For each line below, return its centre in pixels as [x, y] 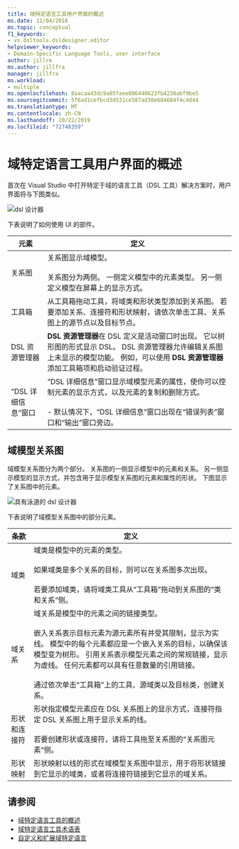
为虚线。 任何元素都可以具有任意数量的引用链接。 [117, 666]
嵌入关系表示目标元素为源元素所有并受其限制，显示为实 [126, 634]
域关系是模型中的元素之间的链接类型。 [98, 614]
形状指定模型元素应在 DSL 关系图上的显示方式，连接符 [124, 709]
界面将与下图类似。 [36, 194]
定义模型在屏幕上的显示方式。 [97, 288]
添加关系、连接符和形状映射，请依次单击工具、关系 [140, 312]
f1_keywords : [27, 34]
